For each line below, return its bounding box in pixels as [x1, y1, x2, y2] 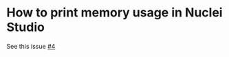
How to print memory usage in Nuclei [6, 5, 223, 21]
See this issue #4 [6, 42, 56, 50]
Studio [6, 19, 45, 35]
